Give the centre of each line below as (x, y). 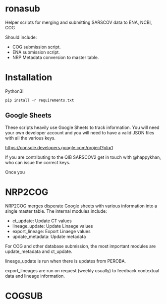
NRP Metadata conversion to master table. (55, 57)
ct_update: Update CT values (42, 221)
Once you (15, 172)
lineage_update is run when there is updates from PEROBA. (66, 261)
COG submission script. (36, 47)
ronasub (23, 9)
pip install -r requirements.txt (40, 100)
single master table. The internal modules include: (56, 211)
